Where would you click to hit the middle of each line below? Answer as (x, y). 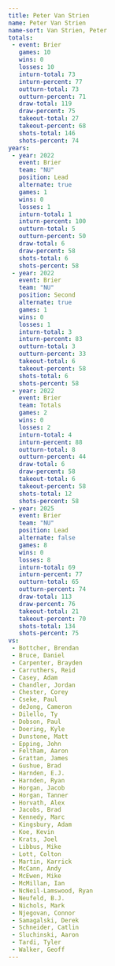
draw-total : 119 (45, 104)
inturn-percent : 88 (50, 442)
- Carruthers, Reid (44, 670)
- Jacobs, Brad (36, 810)
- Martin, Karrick (42, 862)
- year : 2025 (33, 508)
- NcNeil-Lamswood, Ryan (52, 891)
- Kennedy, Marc (38, 817)
